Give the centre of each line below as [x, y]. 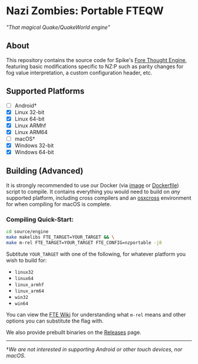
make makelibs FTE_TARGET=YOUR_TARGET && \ [60, 238]
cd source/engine [27, 232]
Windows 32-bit [34, 145]
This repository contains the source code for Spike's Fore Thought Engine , [97, 60]
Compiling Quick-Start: [40, 219]
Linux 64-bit [29, 119]
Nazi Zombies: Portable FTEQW [85, 11]
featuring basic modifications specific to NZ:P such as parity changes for [95, 66]
